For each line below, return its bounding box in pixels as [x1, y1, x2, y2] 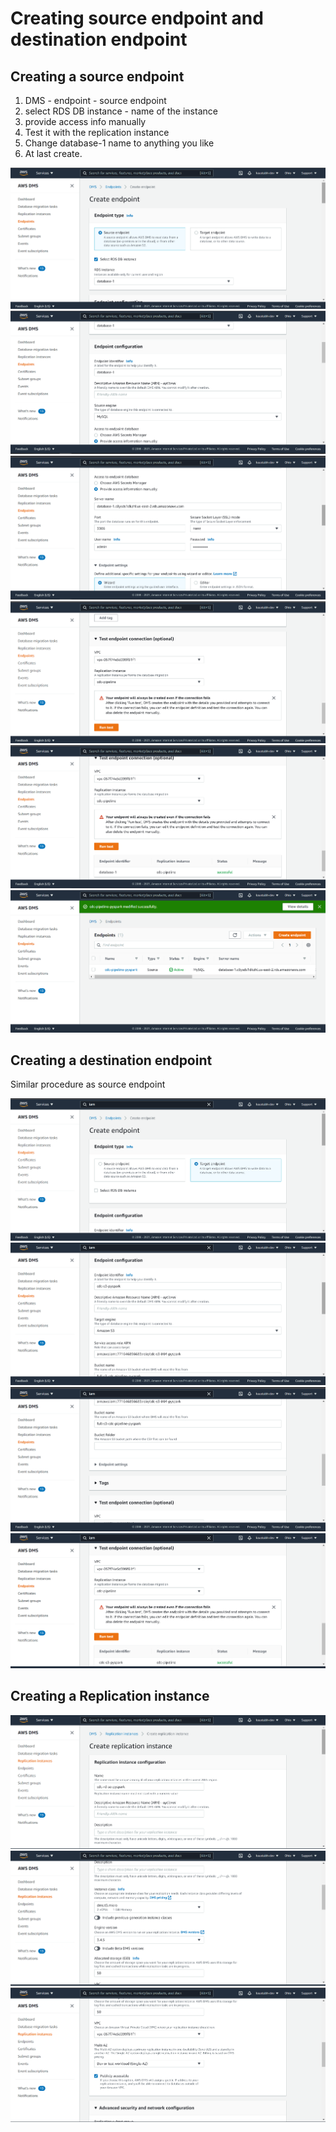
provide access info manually [24, 116, 147, 127]
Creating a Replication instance [10, 1688, 210, 1705]
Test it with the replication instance [24, 127, 170, 138]
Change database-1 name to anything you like [24, 137, 215, 149]
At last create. [24, 148, 83, 159]
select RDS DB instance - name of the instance [24, 105, 218, 117]
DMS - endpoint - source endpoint [24, 95, 167, 106]
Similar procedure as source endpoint [10, 1078, 166, 1091]
